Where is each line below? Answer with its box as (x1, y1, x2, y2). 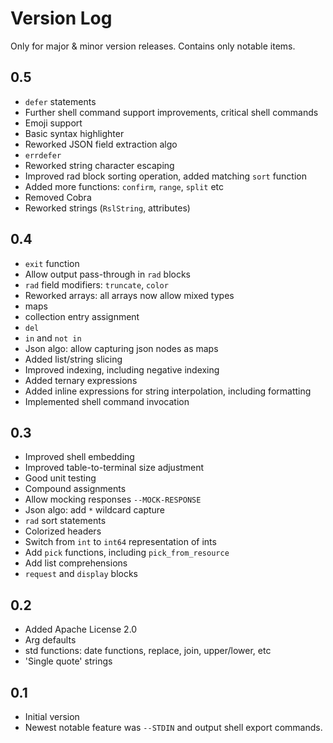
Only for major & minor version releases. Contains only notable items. (10, 40, 296, 52)
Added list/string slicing (24, 353, 123, 365)
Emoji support (24, 117, 83, 129)
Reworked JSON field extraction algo (24, 138, 178, 150)
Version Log (10, 7, 113, 30)
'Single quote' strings (24, 655, 113, 667)
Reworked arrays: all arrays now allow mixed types (24, 289, 235, 301)
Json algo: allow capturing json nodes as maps (24, 342, 219, 354)
